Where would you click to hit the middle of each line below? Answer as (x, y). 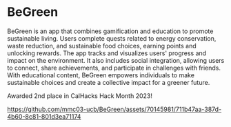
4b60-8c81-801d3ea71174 (44, 116)
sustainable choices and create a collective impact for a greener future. (109, 82)
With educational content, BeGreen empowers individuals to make (101, 75)
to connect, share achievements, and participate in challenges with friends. (114, 68)
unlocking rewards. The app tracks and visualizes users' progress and (107, 53)
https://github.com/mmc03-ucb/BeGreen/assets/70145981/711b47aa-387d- (114, 109)
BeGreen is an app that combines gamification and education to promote (110, 31)
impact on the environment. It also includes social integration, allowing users (116, 60)
